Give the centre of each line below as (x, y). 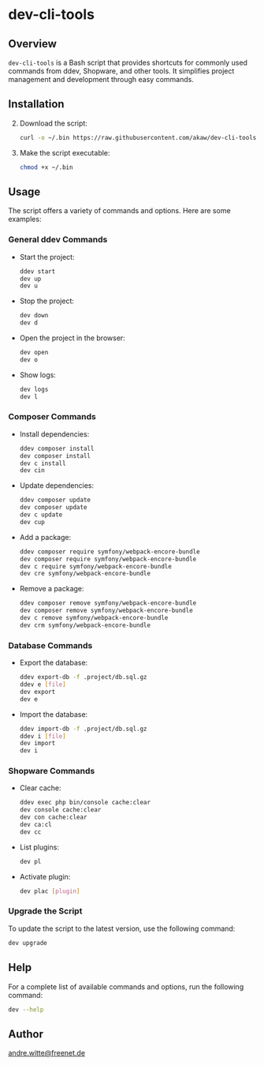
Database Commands (50, 645)
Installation (36, 104)
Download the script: (54, 123)
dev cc (30, 832)
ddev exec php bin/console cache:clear (85, 803)
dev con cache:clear (53, 817)
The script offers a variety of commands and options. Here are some (119, 211)
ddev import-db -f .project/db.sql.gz (83, 729)
